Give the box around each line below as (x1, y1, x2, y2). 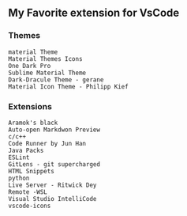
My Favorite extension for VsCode (8, 6, 180, 20)
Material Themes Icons (8, 55, 83, 63)
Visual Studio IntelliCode (8, 195, 97, 203)
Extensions (8, 100, 53, 112)
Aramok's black (8, 119, 58, 127)
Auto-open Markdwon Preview (8, 126, 101, 134)
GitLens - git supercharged (8, 160, 101, 169)
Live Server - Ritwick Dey (8, 181, 97, 189)
